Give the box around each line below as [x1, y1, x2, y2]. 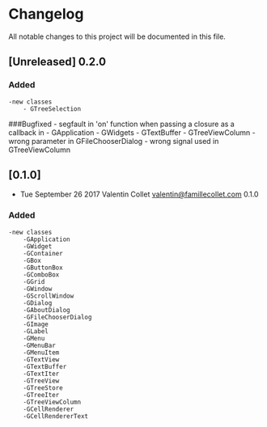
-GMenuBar [23, 341, 57, 349]
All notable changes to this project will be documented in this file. [8, 32, 227, 41]
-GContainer [23, 249, 63, 257]
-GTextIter [23, 370, 60, 378]
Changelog [8, 5, 84, 23]
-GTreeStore [23, 383, 63, 392]
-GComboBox [23, 270, 60, 279]
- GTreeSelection [23, 104, 82, 113]
